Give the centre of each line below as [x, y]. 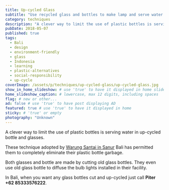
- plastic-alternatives [34, 71]
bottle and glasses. [25, 137]
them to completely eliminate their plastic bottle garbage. [64, 152]
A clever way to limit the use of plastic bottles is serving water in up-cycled [83, 132]
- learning [21, 66]
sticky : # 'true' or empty [33, 113]
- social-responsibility [36, 76]
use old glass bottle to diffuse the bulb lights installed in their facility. [76, 167]
